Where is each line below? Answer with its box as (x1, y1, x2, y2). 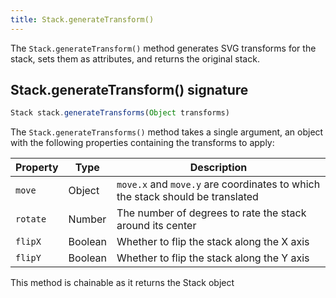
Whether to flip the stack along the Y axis (116, 251, 310, 265)
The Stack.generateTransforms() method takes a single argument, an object (10, 126, 324, 138)
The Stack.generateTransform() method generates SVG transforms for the (10, 42, 317, 54)
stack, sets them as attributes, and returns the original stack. (10, 52, 260, 65)
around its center (116, 219, 197, 233)
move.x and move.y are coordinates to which (116, 177, 321, 191)
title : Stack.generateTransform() (10, 14, 155, 25)
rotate (15, 214, 47, 225)
